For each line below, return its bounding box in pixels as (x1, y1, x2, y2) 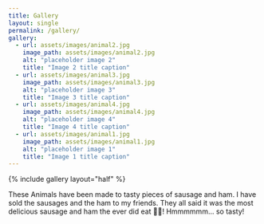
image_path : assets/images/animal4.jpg (22, 108, 156, 116)
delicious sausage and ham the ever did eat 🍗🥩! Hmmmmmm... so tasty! (8, 206, 245, 216)
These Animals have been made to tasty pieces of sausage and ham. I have (8, 190, 257, 199)
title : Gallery (8, 11, 59, 20)
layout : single (8, 19, 59, 27)
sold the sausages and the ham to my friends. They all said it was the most (8, 198, 254, 208)
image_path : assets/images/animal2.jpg (22, 49, 156, 57)
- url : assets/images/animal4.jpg (15, 100, 130, 108)
